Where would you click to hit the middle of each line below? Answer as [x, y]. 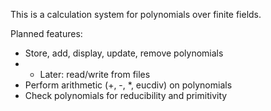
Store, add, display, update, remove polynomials [124, 53]
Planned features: [46, 33]
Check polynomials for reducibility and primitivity [126, 95]
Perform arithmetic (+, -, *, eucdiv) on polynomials [128, 85]
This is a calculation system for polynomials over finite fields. [136, 14]
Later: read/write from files [95, 74]
